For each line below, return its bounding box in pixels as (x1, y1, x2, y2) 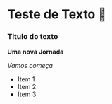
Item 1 (17, 75, 35, 83)
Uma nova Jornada (7, 47, 64, 56)
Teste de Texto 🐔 (7, 6, 107, 23)
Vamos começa (7, 62, 53, 70)
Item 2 (17, 83, 37, 91)
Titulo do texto (7, 32, 58, 42)
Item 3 (17, 90, 37, 98)
